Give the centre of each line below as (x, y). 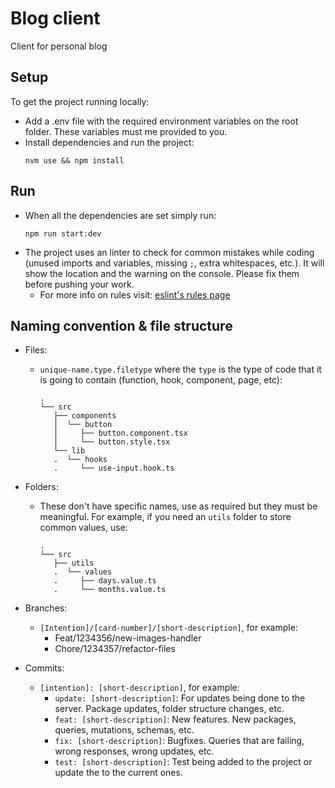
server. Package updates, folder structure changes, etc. (169, 709)
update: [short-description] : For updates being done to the (180, 698)
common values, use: (83, 528)
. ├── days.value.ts (105, 581)
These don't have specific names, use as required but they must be (178, 506)
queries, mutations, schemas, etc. (124, 730)
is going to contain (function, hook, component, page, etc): (161, 380)
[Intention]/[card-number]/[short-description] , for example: (168, 628)
